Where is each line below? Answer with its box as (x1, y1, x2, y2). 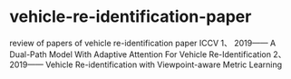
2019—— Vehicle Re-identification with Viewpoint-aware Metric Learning (9, 59, 283, 70)
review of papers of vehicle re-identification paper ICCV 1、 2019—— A (9, 37, 276, 48)
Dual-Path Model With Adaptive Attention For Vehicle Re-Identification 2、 (9, 48, 286, 60)
